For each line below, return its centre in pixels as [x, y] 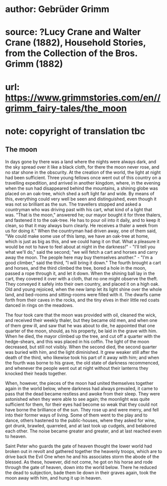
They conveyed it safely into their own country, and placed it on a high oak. [82, 284]
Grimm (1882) [34, 64]
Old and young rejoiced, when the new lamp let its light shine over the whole [83, 289]
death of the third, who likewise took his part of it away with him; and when [82, 357]
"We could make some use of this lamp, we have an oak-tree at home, [77, 236]
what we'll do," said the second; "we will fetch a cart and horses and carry [82, 252]
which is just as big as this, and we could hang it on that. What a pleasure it [82, 241]
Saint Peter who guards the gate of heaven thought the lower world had [79, 446]
